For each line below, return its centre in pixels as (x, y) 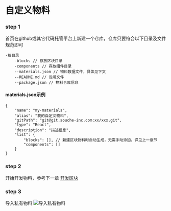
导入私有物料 (19, 203)
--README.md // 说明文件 (39, 77)
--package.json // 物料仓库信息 (46, 83)
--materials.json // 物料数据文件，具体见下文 (60, 72)
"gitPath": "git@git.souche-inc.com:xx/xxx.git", (68, 120)
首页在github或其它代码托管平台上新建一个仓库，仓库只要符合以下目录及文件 (86, 38)
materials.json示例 (26, 95)
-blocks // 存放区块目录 (39, 61)
